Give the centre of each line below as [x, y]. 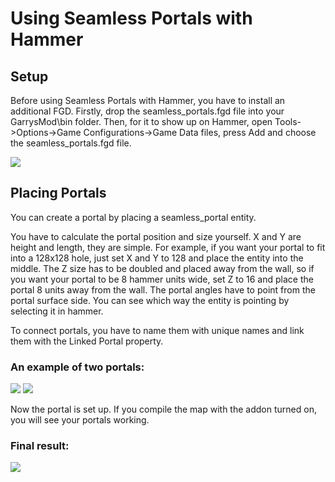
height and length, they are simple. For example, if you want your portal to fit [168, 247]
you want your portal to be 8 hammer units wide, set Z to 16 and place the [162, 279]
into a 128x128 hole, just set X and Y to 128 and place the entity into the [157, 258]
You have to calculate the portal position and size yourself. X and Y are [156, 236]
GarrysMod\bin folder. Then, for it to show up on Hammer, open [141, 121]
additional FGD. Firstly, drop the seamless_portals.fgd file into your [147, 111]
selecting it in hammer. [57, 311]
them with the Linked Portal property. [87, 341]
